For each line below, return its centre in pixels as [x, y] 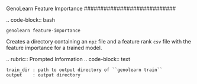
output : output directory [43, 75]
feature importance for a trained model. [54, 48]
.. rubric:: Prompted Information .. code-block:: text [68, 59]
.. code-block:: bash [30, 20]
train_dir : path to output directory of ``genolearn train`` [84, 70]
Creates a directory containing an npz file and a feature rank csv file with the [98, 41]
